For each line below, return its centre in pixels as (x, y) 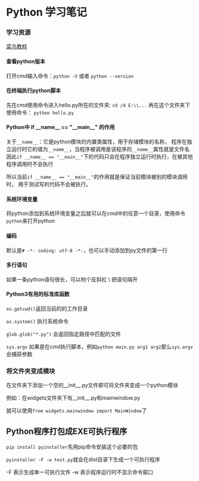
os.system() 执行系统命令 (37, 321)
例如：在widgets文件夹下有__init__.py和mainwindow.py (73, 398)
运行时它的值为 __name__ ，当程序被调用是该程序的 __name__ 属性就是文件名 (100, 149)
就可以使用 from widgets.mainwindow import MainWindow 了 (77, 410)
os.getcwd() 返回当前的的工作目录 (47, 308)
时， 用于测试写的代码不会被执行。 (49, 184)
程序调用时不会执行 (30, 164)
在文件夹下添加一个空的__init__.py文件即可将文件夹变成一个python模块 (92, 385)
